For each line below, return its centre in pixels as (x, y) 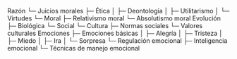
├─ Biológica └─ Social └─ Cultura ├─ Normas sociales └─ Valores (105, 26)
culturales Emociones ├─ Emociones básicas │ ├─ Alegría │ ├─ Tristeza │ (115, 33)
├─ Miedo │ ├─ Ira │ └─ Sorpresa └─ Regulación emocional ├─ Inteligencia (117, 41)
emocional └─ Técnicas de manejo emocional (74, 48)
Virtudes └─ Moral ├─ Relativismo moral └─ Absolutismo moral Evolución (114, 18)
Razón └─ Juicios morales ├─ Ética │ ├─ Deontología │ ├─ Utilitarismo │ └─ (119, 11)
